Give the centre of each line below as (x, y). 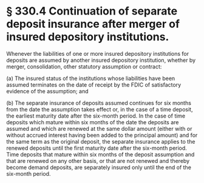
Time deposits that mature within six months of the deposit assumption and (100, 154)
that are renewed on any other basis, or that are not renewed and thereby (98, 161)
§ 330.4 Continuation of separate (92, 11)
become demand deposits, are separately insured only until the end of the (99, 167)
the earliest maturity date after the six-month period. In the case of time (96, 116)
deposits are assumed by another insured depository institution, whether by (101, 60)
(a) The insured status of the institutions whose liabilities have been (91, 78)
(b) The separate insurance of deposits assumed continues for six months (99, 103)
